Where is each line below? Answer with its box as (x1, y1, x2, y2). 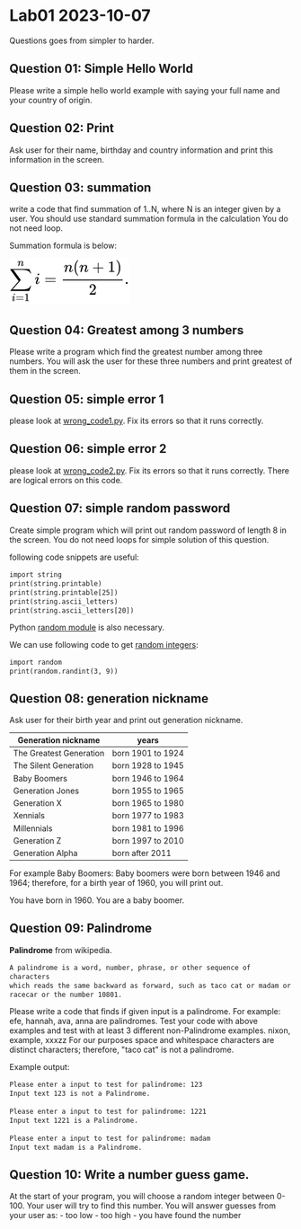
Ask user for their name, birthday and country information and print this (9, 145, 274, 155)
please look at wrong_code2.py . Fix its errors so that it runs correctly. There (9, 464, 290, 476)
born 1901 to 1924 (111, 747, 184, 759)
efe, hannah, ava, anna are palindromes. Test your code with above (9, 1015, 259, 1026)
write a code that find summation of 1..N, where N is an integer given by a (9, 204, 281, 215)
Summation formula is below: (9, 240, 118, 252)
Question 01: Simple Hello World (9, 61, 194, 76)
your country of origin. (9, 94, 93, 105)
